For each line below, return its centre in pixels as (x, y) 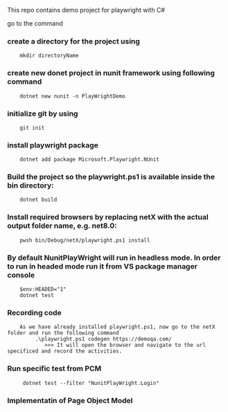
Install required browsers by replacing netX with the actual (108, 217)
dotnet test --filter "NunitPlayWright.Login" (91, 383)
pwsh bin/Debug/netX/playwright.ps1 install (85, 240)
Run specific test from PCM (54, 368)
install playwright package (53, 145)
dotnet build (38, 200)
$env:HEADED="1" (43, 289)
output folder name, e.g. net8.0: (62, 226)
